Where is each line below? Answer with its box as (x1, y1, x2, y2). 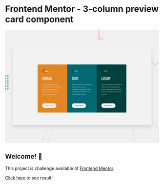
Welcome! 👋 (5, 152, 42, 161)
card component (5, 14, 74, 25)
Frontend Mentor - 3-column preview (5, 3, 159, 15)
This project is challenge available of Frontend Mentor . (5, 165, 115, 171)
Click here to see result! (5, 175, 53, 181)
